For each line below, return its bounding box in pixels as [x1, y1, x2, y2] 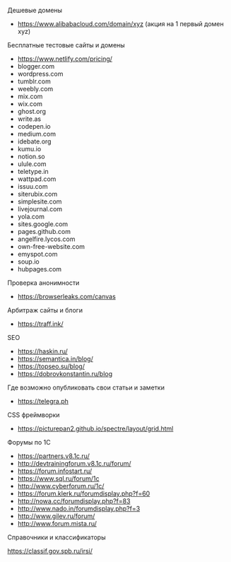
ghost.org [17, 107, 47, 115]
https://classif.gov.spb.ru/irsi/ [7, 547, 93, 555]
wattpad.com [17, 175, 57, 183]
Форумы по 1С [7, 438, 51, 446]
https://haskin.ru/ [17, 347, 69, 356]
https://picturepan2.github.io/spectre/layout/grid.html [17, 424, 174, 433]
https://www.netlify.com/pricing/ [17, 54, 113, 63]
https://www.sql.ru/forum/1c [17, 474, 100, 483]
